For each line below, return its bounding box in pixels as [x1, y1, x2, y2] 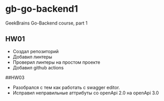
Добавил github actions [12, 64, 64, 70]
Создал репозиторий [12, 48, 59, 54]
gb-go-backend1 [5, 3, 78, 15]
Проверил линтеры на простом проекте [12, 59, 100, 65]
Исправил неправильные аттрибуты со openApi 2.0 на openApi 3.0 [12, 90, 159, 96]
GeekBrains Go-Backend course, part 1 [5, 20, 88, 26]
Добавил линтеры [12, 54, 52, 60]
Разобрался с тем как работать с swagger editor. [12, 84, 120, 90]
